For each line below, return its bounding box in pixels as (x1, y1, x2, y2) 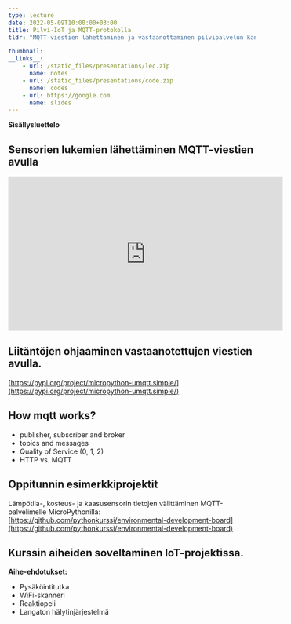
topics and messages (19, 438, 89, 447)
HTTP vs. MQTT (19, 454, 72, 464)
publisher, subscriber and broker (19, 429, 125, 440)
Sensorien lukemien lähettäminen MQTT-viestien (8, 143, 254, 156)
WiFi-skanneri (19, 590, 65, 600)
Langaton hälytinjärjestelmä (19, 608, 110, 617)
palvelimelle (8, 507, 47, 516)
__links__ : (8, 55, 44, 63)
